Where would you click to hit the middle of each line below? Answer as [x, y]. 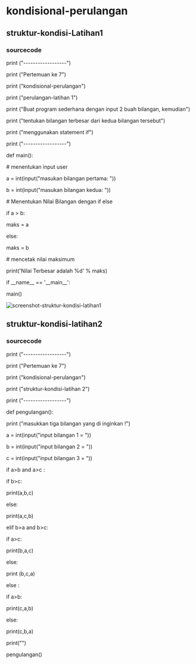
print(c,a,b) [20, 608]
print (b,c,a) [21, 573]
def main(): [20, 155]
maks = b [18, 247]
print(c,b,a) [20, 631]
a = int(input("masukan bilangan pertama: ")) [61, 178]
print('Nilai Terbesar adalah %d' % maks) [57, 271]
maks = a [18, 224]
